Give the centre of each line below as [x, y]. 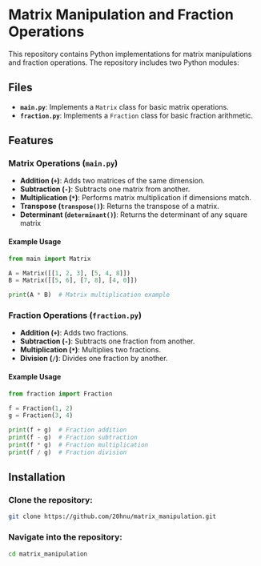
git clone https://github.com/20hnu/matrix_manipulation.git [112, 517]
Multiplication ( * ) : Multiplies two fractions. [90, 350]
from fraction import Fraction [60, 394]
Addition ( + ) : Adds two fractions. [74, 333]
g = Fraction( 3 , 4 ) [41, 415]
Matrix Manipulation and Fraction [121, 15]
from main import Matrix [50, 259]
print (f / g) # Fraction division [68, 452]
